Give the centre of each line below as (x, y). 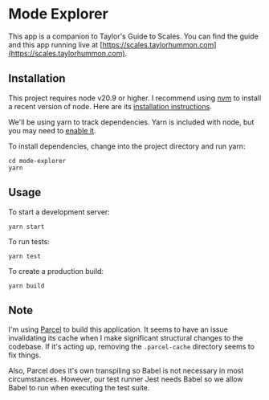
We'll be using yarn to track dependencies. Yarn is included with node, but (131, 122)
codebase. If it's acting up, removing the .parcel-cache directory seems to (132, 347)
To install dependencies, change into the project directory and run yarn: (127, 146)
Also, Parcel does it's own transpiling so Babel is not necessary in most (126, 371)
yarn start (26, 227)
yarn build (26, 286)
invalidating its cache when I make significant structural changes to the (126, 338)
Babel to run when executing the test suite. (79, 388)
